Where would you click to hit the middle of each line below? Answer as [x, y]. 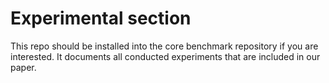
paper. [23, 67]
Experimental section [101, 18]
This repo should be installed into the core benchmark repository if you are [164, 46]
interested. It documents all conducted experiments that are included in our [165, 56]
